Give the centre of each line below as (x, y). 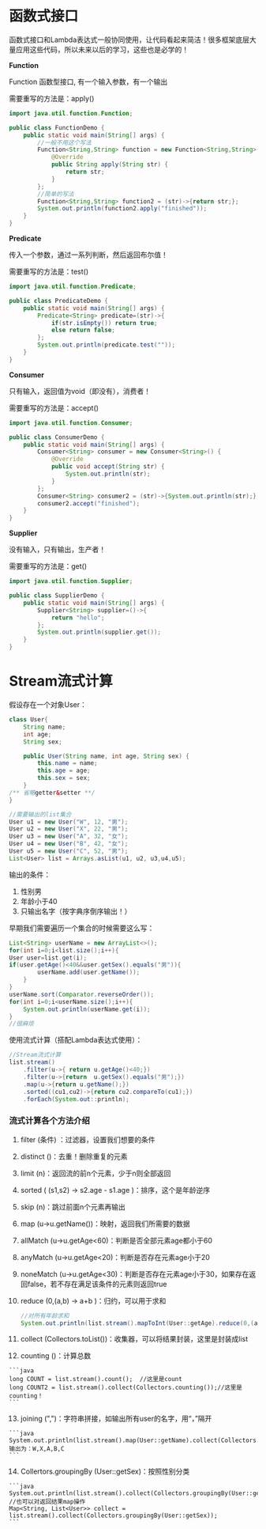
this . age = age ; (64, 771)
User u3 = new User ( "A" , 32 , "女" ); (69, 836)
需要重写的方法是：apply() (52, 98)
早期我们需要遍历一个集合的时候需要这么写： (82, 928)
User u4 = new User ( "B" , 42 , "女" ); (69, 844)
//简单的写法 (56, 194)
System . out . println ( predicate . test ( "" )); (107, 345)
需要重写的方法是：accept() (54, 407)
